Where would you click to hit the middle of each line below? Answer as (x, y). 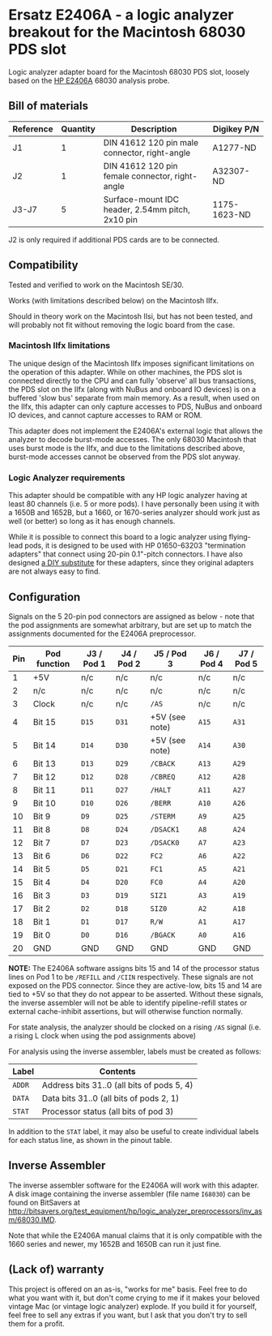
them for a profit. (36, 1323)
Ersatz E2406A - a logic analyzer (121, 15)
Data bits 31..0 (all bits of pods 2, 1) (110, 1098)
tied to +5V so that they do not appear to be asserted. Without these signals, (136, 994)
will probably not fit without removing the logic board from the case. (122, 324)
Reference (33, 129)
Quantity (78, 129)
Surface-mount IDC (141, 199)
